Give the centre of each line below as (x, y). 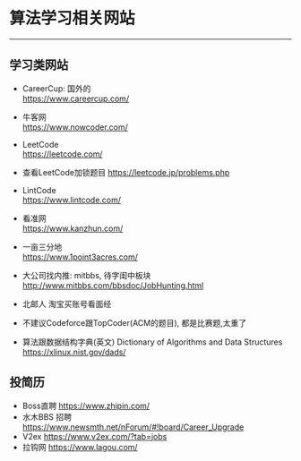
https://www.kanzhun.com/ (73, 228)
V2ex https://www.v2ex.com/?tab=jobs (95, 436)
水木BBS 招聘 (47, 416)
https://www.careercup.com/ (76, 98)
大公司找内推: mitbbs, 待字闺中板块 (86, 275)
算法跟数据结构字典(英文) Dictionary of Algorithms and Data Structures (152, 342)
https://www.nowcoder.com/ (75, 127)
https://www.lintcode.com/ (72, 200)
